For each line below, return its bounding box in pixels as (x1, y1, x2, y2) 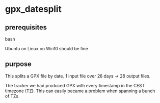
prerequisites (5, 23, 47, 32)
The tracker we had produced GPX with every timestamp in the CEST (5, 82, 145, 88)
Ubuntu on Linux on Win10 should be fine (5, 46, 88, 51)
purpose (5, 60, 32, 69)
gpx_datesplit (5, 3, 62, 15)
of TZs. (5, 93, 20, 99)
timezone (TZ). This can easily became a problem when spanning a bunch (5, 88, 156, 94)
